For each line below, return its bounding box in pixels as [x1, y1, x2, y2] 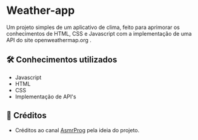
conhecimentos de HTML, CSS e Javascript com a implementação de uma [6, 30, 192, 37]
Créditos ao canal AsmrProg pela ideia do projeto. [15, 126, 140, 133]
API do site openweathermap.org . [6, 36, 92, 43]
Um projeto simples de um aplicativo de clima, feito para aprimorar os [6, 24, 180, 31]
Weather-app [6, 4, 75, 17]
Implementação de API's [15, 93, 77, 100]
